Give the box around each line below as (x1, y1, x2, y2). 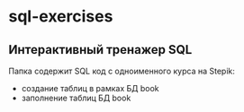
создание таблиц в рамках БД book (21, 83, 159, 93)
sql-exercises (8, 6, 113, 27)
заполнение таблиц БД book (21, 92, 131, 103)
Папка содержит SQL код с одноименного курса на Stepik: (8, 65, 235, 76)
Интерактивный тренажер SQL (8, 42, 193, 57)
